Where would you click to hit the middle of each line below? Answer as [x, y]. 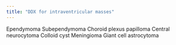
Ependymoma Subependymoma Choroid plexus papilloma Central [88, 29]
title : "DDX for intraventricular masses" [60, 12]
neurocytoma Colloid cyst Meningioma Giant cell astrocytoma [83, 35]
